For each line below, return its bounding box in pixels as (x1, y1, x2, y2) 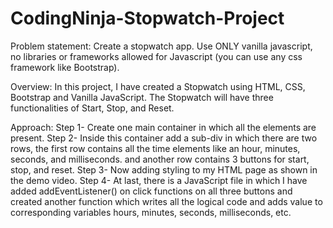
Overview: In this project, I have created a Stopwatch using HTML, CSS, (10, 80, 306, 92)
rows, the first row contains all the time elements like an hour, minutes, (10, 142, 301, 154)
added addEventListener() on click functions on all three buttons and (10, 185, 293, 197)
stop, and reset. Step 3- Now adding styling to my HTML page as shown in (10, 163, 318, 176)
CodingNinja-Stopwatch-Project (10, 7, 285, 30)
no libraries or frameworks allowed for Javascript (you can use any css (10, 50, 303, 62)
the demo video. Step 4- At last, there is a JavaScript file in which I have (10, 174, 308, 186)
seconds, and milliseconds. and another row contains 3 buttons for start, (10, 153, 310, 165)
